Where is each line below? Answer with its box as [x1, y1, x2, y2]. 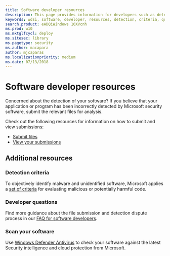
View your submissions [12, 139, 61, 145]
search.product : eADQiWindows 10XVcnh [5, 21, 87, 27]
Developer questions [5, 198, 58, 205]
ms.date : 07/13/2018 [5, 59, 49, 64]
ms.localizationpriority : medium [5, 54, 76, 60]
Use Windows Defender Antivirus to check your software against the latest [5, 239, 161, 246]
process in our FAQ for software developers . [5, 215, 98, 222]
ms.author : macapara [5, 45, 49, 50]
